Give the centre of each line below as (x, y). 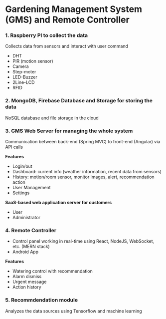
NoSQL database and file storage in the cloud (52, 118)
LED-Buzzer (25, 77)
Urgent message (29, 282)
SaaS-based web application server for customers (59, 203)
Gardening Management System (74, 9)
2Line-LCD (23, 82)
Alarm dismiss (27, 277)
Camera (20, 66)
